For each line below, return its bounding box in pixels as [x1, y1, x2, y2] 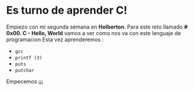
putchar [14, 67, 34, 73]
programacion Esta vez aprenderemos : [6, 36, 104, 43]
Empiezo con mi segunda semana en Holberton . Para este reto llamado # [6, 23, 188, 30]
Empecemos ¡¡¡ [6, 78, 43, 85]
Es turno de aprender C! [6, 4, 128, 17]
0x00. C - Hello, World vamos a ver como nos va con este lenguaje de [6, 29, 181, 36]
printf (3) [14, 55, 43, 61]
